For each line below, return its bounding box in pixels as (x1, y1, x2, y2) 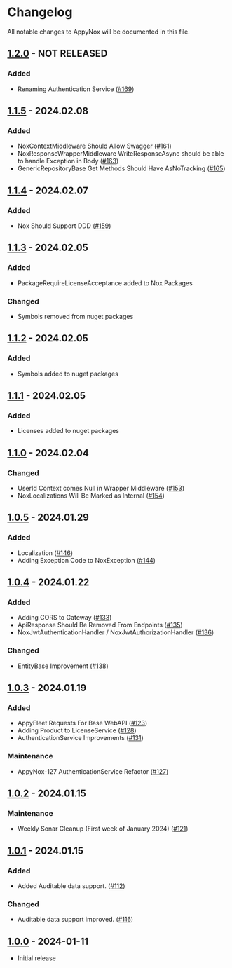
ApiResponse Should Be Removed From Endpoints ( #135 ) (17, 621, 184, 629)
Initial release (17, 954, 56, 962)
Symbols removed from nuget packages (17, 312, 134, 320)
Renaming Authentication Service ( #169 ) (17, 85, 135, 93)
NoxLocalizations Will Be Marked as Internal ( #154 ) (17, 491, 165, 500)
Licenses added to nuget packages (17, 427, 119, 435)
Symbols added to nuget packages (17, 369, 119, 378)
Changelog (7, 4, 73, 20)
